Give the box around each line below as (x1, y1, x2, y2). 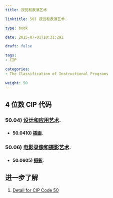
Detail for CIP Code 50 (12, 187, 59, 193)
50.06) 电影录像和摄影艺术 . (5, 144, 71, 151)
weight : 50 (5, 80, 28, 86)
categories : (5, 67, 30, 72)
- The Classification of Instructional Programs (5, 71, 108, 76)
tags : (5, 53, 16, 58)
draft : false (5, 44, 32, 49)
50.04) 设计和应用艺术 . (5, 116, 61, 123)
